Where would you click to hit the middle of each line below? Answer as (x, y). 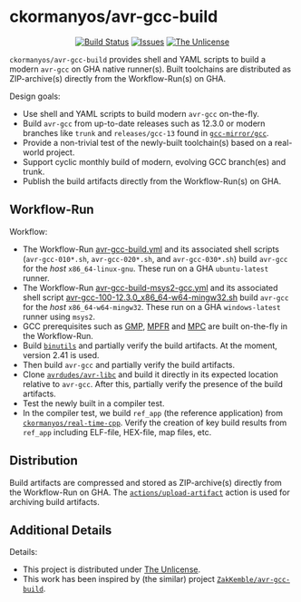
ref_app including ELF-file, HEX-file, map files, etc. (117, 432)
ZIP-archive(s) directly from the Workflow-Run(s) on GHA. (118, 78)
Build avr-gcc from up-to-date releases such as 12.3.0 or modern (144, 123)
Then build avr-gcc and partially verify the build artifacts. (129, 364)
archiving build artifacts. (54, 501)
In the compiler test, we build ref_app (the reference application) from (153, 413)
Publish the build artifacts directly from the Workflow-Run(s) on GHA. (152, 181)
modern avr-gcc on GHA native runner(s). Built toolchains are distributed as (150, 69)
